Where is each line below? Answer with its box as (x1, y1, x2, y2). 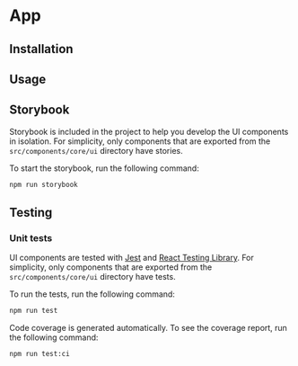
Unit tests (9, 231, 53, 244)
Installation (9, 41, 74, 57)
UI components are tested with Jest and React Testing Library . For (9, 253, 254, 263)
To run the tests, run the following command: (9, 289, 175, 299)
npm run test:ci (9, 350, 70, 359)
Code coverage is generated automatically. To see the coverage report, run (9, 323, 287, 334)
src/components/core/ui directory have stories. (9, 145, 183, 156)
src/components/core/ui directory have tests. (9, 272, 177, 282)
